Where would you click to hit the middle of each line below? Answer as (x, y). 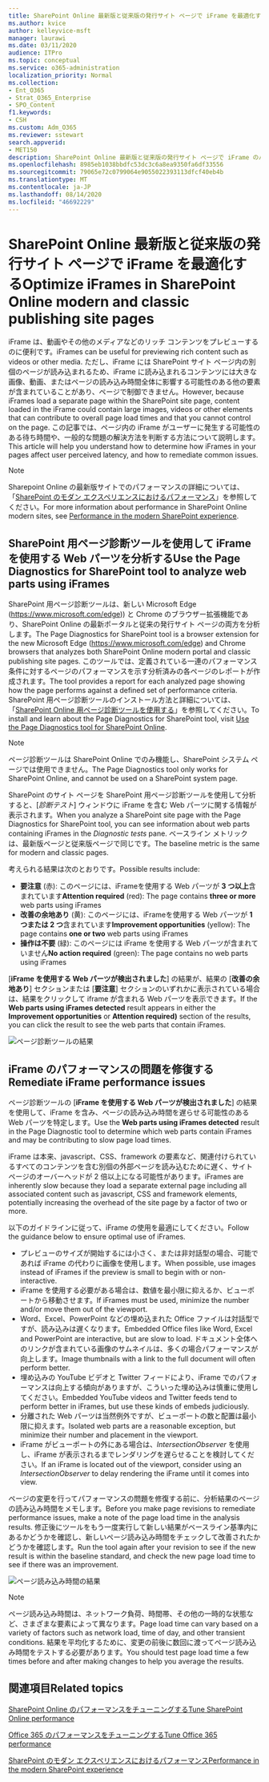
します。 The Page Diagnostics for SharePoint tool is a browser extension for (134, 635)
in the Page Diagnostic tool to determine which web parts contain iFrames (130, 1131)
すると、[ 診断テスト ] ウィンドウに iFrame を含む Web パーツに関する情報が (132, 805)
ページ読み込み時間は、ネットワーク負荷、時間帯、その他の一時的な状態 (127, 1614)
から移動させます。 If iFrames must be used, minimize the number (142, 1300)
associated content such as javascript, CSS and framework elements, (123, 1194)
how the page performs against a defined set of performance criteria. (123, 691)
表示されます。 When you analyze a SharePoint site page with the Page (125, 815)
